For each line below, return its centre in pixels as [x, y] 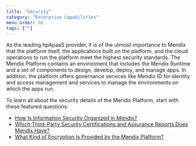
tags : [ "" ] [19, 28]
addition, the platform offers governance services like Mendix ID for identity [98, 76]
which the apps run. [30, 89]
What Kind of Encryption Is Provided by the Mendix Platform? [89, 137]
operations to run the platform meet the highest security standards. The [93, 57]
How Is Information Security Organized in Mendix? [76, 118]
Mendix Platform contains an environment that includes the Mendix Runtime [98, 64]
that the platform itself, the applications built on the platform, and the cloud [97, 51]
